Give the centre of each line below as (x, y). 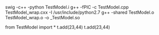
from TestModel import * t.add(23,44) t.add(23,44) (58, 27)
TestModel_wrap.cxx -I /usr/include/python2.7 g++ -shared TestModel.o (80, 12)
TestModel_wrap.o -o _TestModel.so (42, 17)
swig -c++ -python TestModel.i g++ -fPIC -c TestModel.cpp (67, 7)
